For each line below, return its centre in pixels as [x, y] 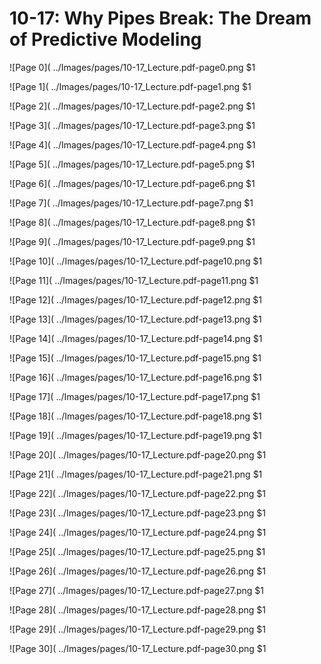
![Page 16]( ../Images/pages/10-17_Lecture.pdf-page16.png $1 [135, 377]
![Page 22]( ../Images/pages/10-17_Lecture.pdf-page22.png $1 [138, 493]
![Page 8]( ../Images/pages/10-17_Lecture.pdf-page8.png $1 [132, 222]
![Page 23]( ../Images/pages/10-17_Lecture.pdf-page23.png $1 [137, 513]
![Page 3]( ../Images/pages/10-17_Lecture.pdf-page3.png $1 [132, 125]
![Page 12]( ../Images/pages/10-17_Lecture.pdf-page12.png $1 [135, 299]
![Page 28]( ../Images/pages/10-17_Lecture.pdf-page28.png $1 [137, 609]
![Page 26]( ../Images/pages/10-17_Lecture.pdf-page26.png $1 [137, 571]
